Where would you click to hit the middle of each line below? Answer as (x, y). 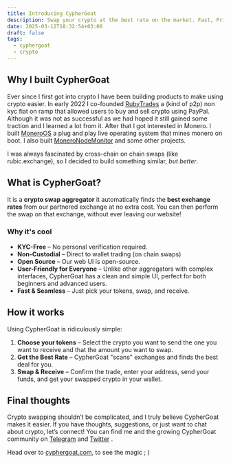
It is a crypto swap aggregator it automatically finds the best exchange (109, 199)
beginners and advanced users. (62, 283)
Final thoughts (39, 401)
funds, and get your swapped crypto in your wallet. (90, 379)
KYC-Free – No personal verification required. (82, 247)
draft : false (26, 33)
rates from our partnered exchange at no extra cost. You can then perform (113, 207)
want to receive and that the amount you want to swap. (95, 349)
